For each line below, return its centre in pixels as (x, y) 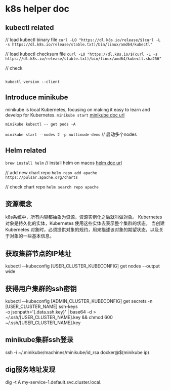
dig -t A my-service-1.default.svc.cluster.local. (53, 382)
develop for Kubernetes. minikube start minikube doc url (65, 115)
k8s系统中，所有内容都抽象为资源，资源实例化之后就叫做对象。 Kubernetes (84, 217)
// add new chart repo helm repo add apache (51, 172)
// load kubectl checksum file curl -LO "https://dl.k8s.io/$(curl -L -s (81, 54)
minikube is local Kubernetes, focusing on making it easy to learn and (78, 109)
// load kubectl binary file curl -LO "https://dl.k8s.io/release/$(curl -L (83, 40)
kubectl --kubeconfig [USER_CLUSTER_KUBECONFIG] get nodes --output (83, 266)
